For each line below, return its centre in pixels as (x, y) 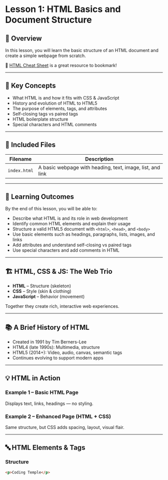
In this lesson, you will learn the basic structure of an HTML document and (82, 50)
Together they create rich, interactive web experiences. (62, 306)
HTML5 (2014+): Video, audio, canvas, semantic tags (67, 353)
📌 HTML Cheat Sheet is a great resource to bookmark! (61, 65)
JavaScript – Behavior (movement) (48, 297)
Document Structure (48, 20)
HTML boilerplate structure (40, 119)
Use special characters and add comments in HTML (66, 250)
